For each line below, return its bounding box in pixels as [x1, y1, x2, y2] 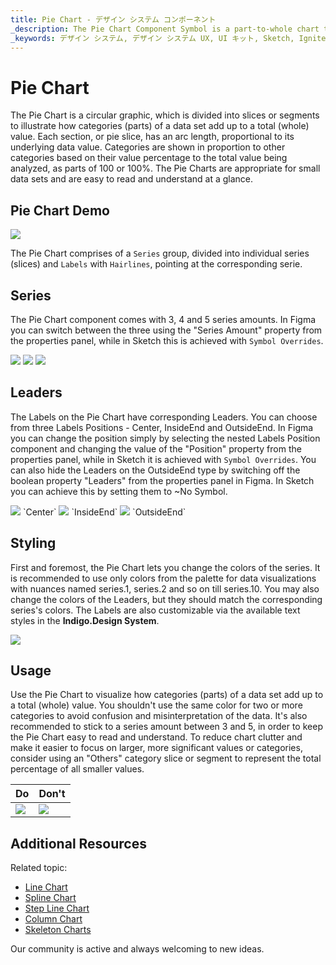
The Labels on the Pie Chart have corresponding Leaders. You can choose [10, 411, 318, 423]
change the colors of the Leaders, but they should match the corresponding [10, 593, 323, 605]
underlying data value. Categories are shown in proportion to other [10, 141, 286, 153]
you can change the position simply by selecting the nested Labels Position [10, 432, 321, 444]
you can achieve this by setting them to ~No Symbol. [10, 485, 228, 497]
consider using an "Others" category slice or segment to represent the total [10, 752, 322, 765]
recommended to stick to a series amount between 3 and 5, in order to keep [10, 721, 323, 733]
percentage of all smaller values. [10, 763, 145, 775]
